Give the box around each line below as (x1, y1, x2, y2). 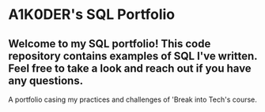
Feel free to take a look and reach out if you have (8, 62, 252, 75)
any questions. (8, 73, 84, 88)
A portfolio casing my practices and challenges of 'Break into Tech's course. (8, 95, 257, 104)
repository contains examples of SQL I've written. (8, 49, 258, 62)
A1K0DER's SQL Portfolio (8, 6, 176, 24)
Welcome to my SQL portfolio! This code (8, 37, 211, 50)
